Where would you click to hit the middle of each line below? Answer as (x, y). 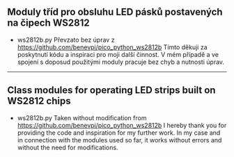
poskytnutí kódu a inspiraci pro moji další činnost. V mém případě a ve (118, 54)
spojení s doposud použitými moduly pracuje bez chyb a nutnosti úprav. (121, 62)
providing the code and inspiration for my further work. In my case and (119, 133)
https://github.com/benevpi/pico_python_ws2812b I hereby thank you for (122, 125)
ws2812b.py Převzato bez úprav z (66, 40)
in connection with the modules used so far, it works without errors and (119, 140)
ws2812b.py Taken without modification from (82, 117)
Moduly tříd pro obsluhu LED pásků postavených (115, 12)
